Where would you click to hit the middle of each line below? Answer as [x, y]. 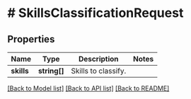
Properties [31, 39]
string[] [51, 71]
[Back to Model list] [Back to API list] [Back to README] [88, 88]
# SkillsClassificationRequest [95, 13]
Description [98, 59]
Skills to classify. [98, 71]
